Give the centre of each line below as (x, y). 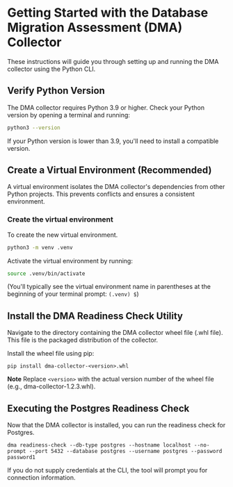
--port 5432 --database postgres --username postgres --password (126, 452)
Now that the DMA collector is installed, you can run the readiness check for (116, 425)
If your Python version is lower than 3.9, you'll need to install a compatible (113, 141)
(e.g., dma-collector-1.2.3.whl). (51, 386)
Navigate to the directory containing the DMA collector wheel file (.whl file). (115, 333)
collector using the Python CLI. (51, 69)
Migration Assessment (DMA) (95, 27)
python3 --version (34, 127)
